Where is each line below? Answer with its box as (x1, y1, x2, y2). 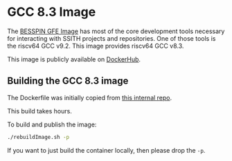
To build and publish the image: (7, 120, 97, 129)
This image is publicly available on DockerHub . (7, 55, 141, 63)
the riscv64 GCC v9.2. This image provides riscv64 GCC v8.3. (7, 41, 184, 50)
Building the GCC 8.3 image (7, 75, 129, 87)
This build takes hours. (7, 106, 73, 115)
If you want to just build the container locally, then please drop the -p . (7, 146, 206, 154)
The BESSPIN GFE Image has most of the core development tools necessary (7, 27, 225, 35)
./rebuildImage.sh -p (7, 133, 70, 140)
